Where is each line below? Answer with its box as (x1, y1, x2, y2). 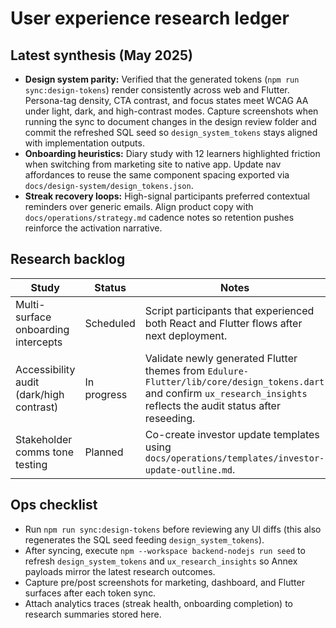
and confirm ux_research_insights (144, 386, 308, 400)
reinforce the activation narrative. (24, 222, 163, 234)
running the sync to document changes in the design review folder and (24, 116, 317, 127)
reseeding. (144, 411, 196, 425)
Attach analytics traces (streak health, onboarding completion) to (24, 597, 293, 609)
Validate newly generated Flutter (144, 351, 298, 365)
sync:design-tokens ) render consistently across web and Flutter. (24, 84, 290, 96)
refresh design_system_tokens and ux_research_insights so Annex (24, 555, 298, 567)
